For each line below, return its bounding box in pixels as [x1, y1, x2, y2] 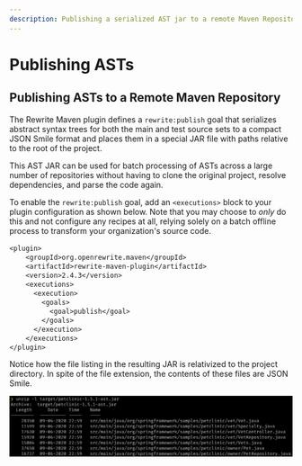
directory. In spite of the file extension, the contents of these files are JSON [9, 368, 289, 379]
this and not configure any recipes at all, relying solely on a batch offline [9, 216, 277, 227]
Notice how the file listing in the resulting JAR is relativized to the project [9, 358, 279, 369]
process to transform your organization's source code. [9, 225, 212, 236]
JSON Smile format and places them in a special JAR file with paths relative [9, 133, 289, 144]
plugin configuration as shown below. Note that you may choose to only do [9, 206, 287, 217]
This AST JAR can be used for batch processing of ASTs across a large [9, 160, 273, 171]
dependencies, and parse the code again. [9, 179, 164, 190]
